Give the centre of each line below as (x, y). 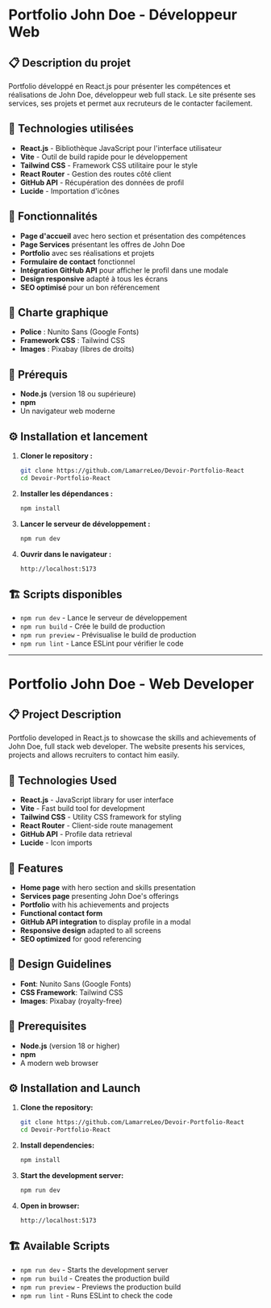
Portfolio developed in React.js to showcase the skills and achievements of (132, 738)
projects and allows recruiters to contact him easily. (94, 755)
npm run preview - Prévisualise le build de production (108, 635)
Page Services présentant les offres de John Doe (102, 244)
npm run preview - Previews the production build (100, 1287)
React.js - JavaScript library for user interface (97, 800)
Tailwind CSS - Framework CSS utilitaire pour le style (109, 165)
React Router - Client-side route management (96, 825)
